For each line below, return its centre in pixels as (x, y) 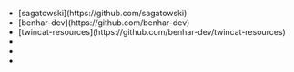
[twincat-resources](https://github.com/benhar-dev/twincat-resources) (152, 32)
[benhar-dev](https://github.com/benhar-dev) (104, 22)
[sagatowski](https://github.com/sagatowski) (102, 13)
